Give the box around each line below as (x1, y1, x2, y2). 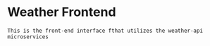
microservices (7, 33, 49, 40)
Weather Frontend (7, 4, 116, 20)
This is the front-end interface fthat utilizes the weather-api (7, 27, 203, 34)
